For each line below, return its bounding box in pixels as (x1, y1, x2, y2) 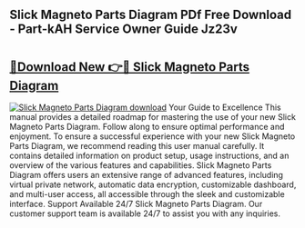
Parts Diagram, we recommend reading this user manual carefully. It (9, 141, 265, 151)
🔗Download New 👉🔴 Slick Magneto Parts (9, 59, 250, 74)
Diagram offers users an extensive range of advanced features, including (9, 170, 284, 180)
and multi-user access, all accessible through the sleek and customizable (9, 189, 285, 199)
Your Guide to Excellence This (168, 102, 281, 113)
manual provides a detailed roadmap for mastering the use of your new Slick (9, 112, 296, 122)
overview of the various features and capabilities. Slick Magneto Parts (9, 160, 272, 171)
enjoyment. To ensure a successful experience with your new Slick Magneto (9, 131, 296, 142)
